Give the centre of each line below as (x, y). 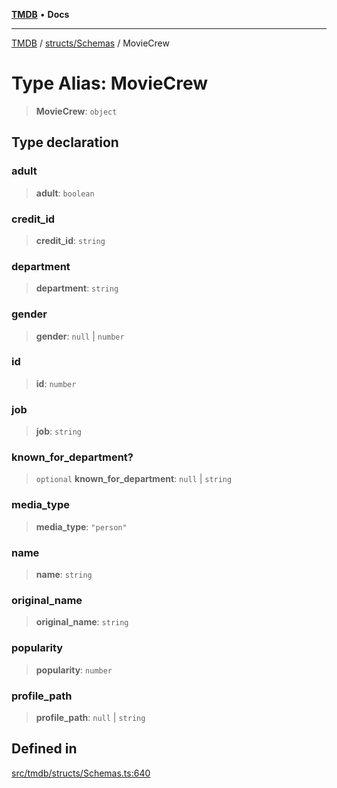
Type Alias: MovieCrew (110, 83)
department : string (77, 288)
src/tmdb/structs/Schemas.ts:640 (81, 773)
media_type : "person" (81, 526)
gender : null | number (80, 336)
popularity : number (74, 670)
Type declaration (65, 142)
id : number (56, 383)
